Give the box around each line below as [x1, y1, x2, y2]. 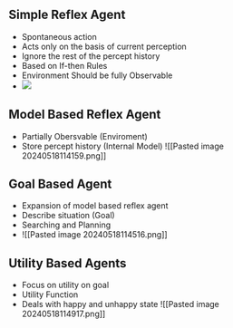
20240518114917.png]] [21, 308, 106, 320]
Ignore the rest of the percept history [21, 50, 160, 62]
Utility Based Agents [8, 256, 127, 271]
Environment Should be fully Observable [21, 70, 173, 81]
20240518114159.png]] [21, 150, 107, 161]
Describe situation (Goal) [21, 210, 115, 221]
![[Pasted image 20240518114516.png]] [21, 229, 169, 240]
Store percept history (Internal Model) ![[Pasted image [21, 140, 224, 151]
